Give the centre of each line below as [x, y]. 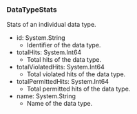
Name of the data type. [60, 104]
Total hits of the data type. [64, 60]
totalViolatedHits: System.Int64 [60, 67]
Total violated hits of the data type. [76, 74]
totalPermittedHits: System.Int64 [63, 82]
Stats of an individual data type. [52, 25]
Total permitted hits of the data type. [78, 89]
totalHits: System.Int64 [49, 52]
